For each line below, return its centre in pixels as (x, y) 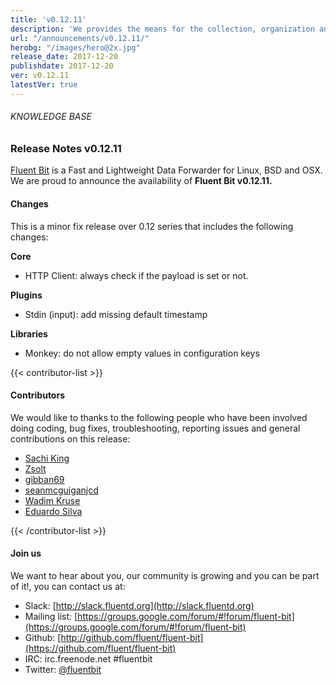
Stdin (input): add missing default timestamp (116, 314)
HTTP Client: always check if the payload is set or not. (136, 275)
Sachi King (47, 458)
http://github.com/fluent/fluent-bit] (132, 637)
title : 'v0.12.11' (48, 19)
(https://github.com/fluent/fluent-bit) (100, 648)
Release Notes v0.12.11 (66, 148)
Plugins (26, 295)
